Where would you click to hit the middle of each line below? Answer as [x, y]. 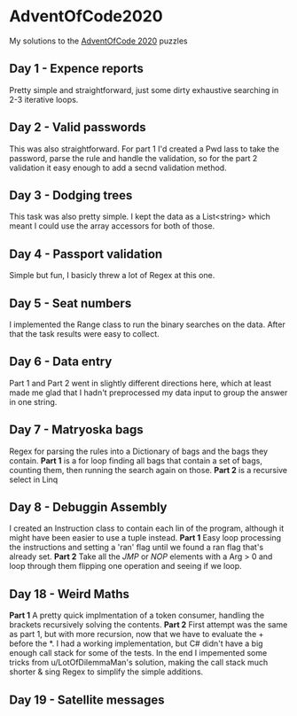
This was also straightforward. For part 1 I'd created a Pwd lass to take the [144, 149]
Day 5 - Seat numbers [70, 303]
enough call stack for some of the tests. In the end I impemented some [138, 653]
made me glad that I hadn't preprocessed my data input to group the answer [148, 393]
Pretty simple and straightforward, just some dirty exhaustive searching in [144, 89]
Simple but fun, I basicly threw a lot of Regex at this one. [112, 276]
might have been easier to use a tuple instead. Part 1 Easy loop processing [145, 538]
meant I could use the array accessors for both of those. [112, 226]
